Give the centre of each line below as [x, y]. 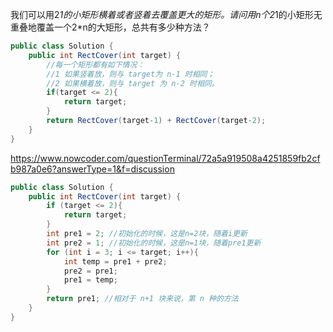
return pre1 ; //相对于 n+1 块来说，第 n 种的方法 [142, 299]
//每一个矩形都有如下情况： [95, 64]
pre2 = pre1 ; [90, 271]
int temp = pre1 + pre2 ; [115, 261]
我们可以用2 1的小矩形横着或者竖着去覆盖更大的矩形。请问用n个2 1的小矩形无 [166, 14]
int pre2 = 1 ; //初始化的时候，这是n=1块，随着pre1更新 [154, 243]
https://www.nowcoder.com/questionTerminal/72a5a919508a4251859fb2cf [165, 158]
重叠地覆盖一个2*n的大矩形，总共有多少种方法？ [110, 27]
